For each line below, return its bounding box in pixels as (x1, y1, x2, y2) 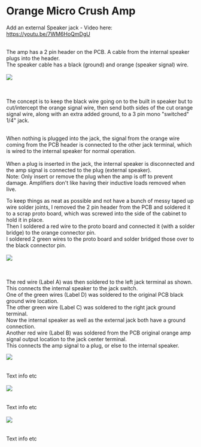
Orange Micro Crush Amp (6, 4, 136, 18)
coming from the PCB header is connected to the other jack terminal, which (6, 141, 193, 148)
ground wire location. (6, 297, 59, 305)
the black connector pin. (6, 241, 66, 249)
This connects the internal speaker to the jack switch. (6, 284, 138, 291)
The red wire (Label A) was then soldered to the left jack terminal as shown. (6, 278, 193, 285)
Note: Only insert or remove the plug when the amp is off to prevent (6, 172, 173, 180)
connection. (6, 323, 36, 330)
